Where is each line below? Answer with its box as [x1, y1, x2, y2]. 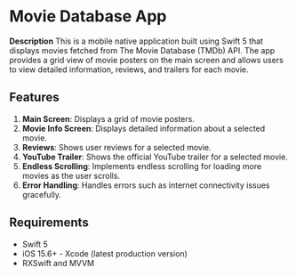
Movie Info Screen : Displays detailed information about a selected [21, 123, 266, 134]
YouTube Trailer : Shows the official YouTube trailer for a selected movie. [21, 151, 289, 162]
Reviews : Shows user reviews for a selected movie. [21, 142, 212, 152]
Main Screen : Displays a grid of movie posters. [21, 113, 196, 124]
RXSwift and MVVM [21, 257, 95, 268]
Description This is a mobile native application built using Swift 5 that [9, 36, 264, 46]
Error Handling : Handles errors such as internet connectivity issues [21, 180, 270, 191]
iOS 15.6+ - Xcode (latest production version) [21, 248, 188, 259]
